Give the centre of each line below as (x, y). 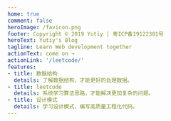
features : (22, 67)
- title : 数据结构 (33, 73)
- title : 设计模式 (33, 100)
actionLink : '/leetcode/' (46, 60)
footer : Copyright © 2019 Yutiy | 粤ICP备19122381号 (85, 34)
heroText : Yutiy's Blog (43, 41)
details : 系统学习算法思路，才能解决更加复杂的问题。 (84, 93)
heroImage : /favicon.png (44, 27)
